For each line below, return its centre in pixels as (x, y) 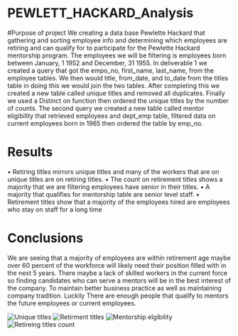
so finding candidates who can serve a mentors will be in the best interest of (119, 280)
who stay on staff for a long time (55, 209)
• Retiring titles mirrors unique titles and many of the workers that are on (113, 171)
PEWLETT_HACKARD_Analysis (101, 13)
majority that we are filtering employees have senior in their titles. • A (109, 187)
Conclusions (45, 238)
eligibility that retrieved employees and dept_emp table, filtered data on (112, 116)
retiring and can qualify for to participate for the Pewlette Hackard (104, 48)
